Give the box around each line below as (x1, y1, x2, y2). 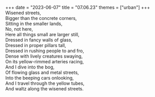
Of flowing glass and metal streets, (5, 69, 79, 76)
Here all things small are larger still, (5, 32, 80, 37)
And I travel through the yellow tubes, (5, 80, 85, 86)
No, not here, (5, 26, 33, 32)
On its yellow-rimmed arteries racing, (5, 59, 84, 64)
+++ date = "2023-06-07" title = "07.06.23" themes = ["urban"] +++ (5, 5, 150, 10)
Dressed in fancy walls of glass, (5, 37, 73, 43)
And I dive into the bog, (5, 64, 55, 70)
